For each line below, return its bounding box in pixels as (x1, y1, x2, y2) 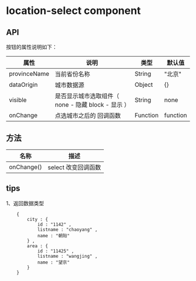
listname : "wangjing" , (37, 253, 98, 259)
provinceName (9, 70, 50, 78)
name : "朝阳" (37, 233, 70, 238)
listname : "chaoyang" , (37, 226, 98, 233)
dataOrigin (9, 80, 38, 89)
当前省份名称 (55, 70, 90, 78)
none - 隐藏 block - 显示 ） (55, 101, 130, 108)
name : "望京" (37, 259, 70, 265)
